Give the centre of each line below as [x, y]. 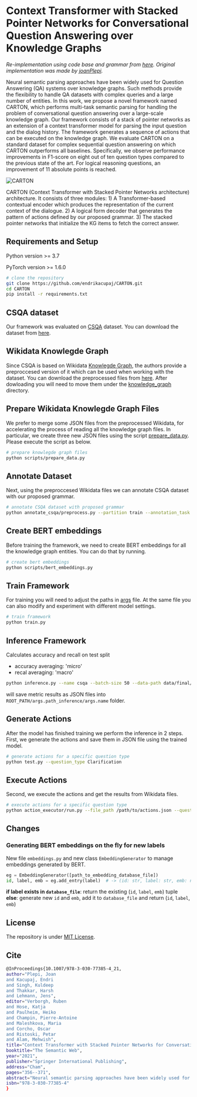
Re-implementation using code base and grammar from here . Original [91, 64]
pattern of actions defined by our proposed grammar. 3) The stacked [89, 217]
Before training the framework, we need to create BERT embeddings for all [96, 545]
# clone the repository [35, 278]
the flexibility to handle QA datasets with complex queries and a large [90, 94]
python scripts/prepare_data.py [45, 458]
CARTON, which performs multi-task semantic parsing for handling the [91, 107]
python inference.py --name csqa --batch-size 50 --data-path [84, 683]
